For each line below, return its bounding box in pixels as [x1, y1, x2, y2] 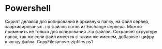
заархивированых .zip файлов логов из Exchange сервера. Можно [5, 23, 142, 29]
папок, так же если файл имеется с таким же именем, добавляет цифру [5, 34, 155, 39]
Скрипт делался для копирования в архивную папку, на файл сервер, [5, 19, 149, 24]
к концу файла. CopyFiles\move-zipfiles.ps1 [5, 39, 93, 44]
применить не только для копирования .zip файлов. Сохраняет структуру [5, 29, 158, 34]
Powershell [5, 3, 51, 14]
